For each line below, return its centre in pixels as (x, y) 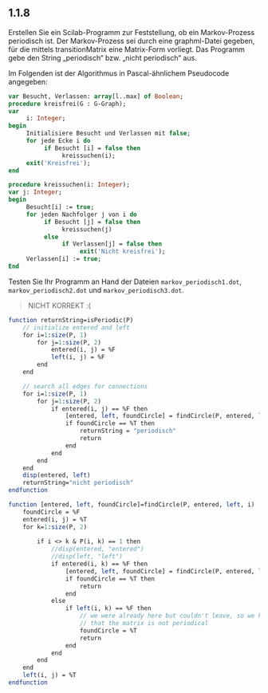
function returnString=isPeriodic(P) (71, 320)
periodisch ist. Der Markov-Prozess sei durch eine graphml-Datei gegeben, (132, 41)
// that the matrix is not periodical (144, 624)
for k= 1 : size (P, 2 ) (55, 527)
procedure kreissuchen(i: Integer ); (69, 185)
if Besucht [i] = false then (92, 148)
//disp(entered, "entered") (98, 549)
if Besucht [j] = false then (92, 222)
